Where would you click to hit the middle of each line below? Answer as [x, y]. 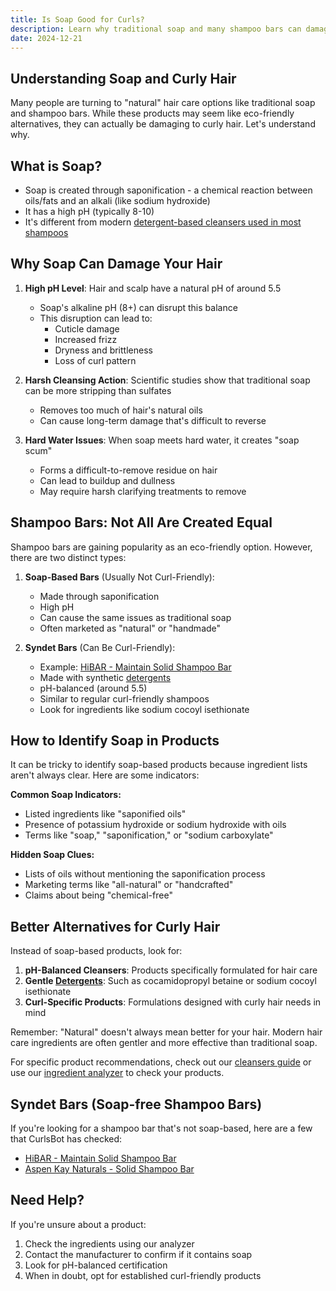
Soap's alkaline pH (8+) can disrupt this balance [138, 307]
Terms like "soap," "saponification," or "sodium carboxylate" [149, 835]
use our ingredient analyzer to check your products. [117, 1073]
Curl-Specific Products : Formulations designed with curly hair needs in [173, 1002]
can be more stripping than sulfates [98, 390]
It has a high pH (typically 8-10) [89, 211]
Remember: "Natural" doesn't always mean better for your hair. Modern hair [166, 1032]
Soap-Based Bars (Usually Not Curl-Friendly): [119, 577]
